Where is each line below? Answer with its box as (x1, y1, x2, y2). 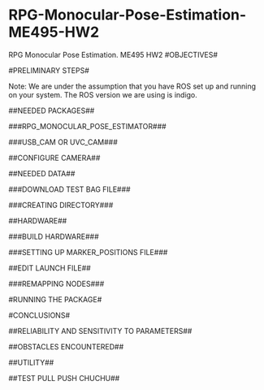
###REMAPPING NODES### (8, 279, 105, 288)
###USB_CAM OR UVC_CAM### (8, 136, 118, 147)
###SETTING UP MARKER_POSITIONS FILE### (8, 247, 168, 257)
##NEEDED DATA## (8, 168, 76, 178)
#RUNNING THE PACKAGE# (8, 294, 102, 304)
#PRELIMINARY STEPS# (8, 65, 89, 75)
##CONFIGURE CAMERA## (8, 153, 101, 162)
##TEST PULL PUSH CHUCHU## (8, 373, 120, 383)
